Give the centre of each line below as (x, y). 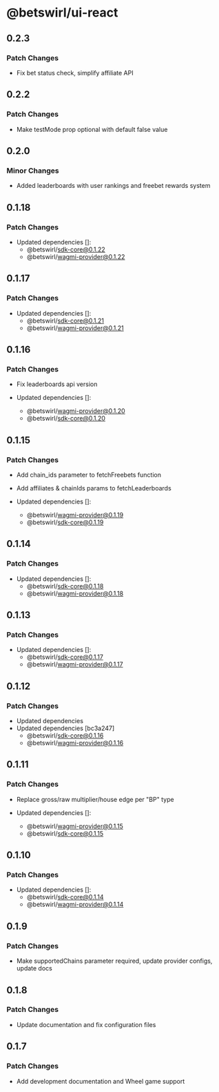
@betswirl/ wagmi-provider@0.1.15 (75, 826)
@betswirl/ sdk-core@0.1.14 (65, 897)
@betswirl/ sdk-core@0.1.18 (65, 586)
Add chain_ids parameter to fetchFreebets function (88, 475)
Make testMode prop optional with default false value (92, 129)
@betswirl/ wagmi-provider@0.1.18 (75, 593)
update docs (34, 968)
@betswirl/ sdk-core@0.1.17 (65, 657)
